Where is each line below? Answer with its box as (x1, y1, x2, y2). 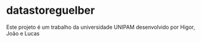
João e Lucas (6, 29, 40, 37)
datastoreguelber (6, 4, 95, 17)
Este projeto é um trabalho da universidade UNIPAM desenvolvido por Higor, (6, 23, 195, 31)
